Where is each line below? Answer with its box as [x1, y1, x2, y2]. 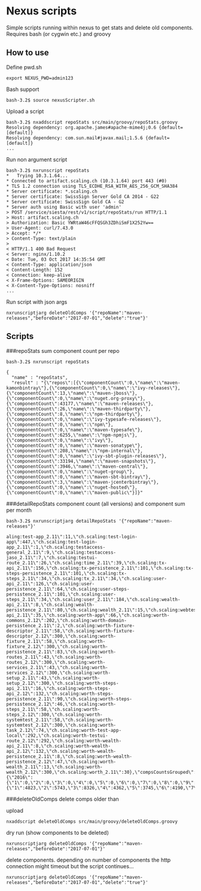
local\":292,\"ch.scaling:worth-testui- [6, 733, 109, 739]
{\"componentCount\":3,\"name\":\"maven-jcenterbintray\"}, [6, 479, 160, 485]
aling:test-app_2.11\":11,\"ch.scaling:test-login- [6, 533, 138, 539]
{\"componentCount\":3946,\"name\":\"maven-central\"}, [6, 463, 148, 469]
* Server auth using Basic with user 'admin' [6, 204, 121, 210]
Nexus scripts [6, 4, 77, 18]
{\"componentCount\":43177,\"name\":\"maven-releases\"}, [6, 401, 154, 407]
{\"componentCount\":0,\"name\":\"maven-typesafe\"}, [6, 426, 144, 433]
